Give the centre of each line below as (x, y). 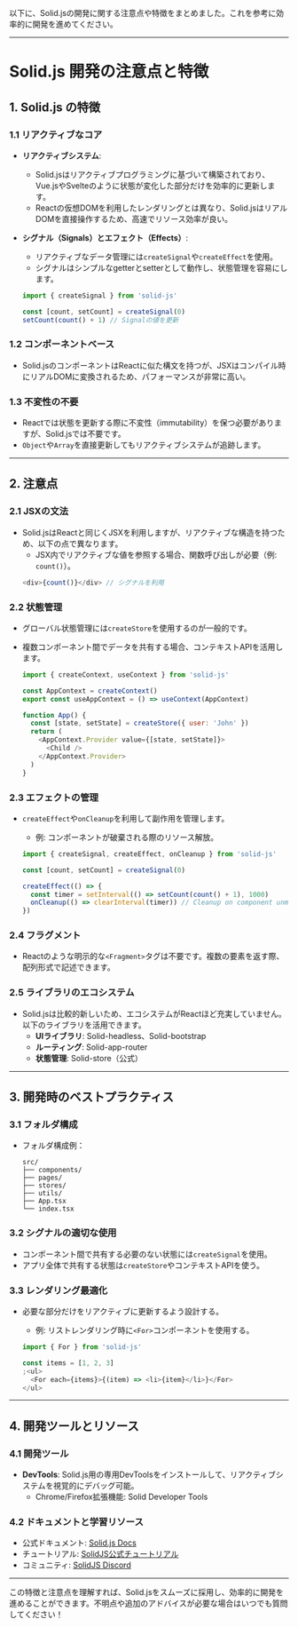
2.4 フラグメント (45, 935)
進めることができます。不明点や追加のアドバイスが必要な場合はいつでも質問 (149, 1603)
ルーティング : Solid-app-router (91, 1047)
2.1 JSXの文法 (39, 512)
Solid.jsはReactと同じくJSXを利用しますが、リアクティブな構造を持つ (149, 532)
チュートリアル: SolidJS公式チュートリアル (100, 1554)
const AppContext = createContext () (90, 691)
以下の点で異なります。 (80, 544)
